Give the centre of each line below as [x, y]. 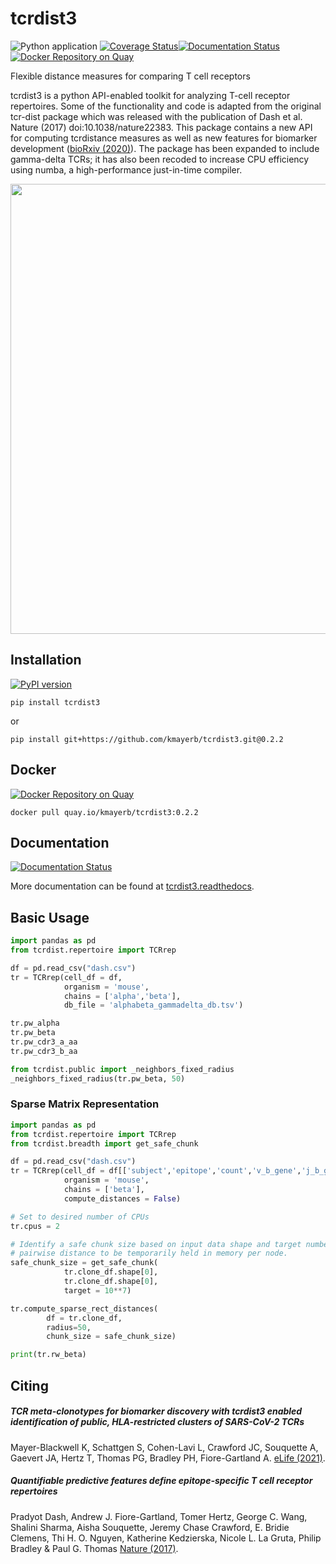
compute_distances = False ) [122, 1198]
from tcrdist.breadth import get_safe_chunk [104, 1143]
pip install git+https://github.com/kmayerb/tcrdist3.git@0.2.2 [147, 739]
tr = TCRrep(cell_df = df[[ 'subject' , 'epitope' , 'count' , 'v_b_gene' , [156, 1171]
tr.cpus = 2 [35, 1226]
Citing [29, 1385]
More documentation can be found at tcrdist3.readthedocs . [132, 886]
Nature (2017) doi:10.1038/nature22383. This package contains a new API [161, 127]
